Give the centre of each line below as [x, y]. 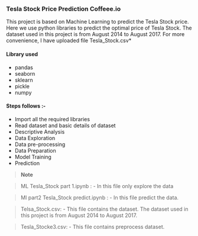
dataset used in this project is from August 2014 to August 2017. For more [95, 34]
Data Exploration [35, 138]
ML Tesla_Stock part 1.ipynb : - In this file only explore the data [97, 186]
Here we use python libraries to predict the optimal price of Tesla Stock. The [99, 28]
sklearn [24, 80]
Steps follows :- [26, 106]
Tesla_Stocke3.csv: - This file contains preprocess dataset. [92, 227]
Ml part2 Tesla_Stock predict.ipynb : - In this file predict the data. [100, 198]
